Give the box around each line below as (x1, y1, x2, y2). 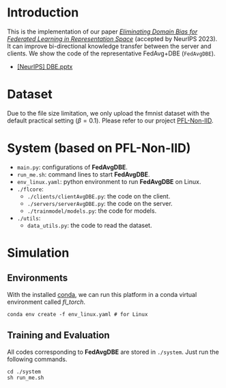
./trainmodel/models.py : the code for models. (27, 207, 157, 215)
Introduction (7, 5, 79, 21)
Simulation (7, 245, 70, 261)
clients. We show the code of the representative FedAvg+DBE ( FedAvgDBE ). (7, 49, 216, 57)
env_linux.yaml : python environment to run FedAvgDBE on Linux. (16, 177, 201, 185)
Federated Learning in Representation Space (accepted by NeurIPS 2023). (7, 34, 218, 42)
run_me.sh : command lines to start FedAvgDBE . (16, 170, 150, 179)
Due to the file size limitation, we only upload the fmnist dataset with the (7, 109, 210, 117)
